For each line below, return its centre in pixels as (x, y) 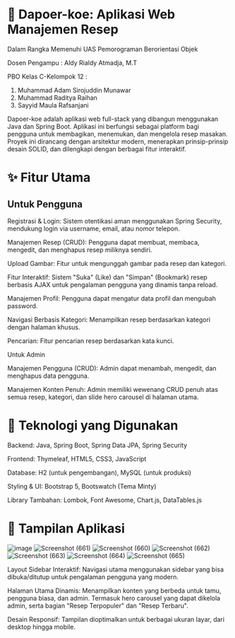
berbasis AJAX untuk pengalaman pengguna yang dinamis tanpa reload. (113, 284)
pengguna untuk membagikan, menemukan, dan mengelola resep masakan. (117, 134)
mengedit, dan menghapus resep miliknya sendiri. (80, 250)
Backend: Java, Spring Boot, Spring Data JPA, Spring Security (97, 445)
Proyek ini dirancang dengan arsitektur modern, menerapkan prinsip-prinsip (118, 141)
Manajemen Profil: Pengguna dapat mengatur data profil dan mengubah (112, 298)
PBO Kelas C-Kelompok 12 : (47, 76)
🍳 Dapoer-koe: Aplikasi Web (91, 14)
